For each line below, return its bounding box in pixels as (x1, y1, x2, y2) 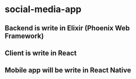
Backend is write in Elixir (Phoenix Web (5, 24, 130, 32)
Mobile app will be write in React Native (5, 66, 131, 74)
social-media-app (5, 4, 82, 15)
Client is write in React (5, 49, 77, 57)
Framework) (5, 31, 44, 40)
